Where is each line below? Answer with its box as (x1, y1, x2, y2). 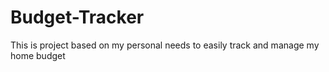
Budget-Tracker (10, 6, 145, 29)
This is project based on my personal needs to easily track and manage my (10, 39, 320, 51)
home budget (10, 49, 66, 61)
